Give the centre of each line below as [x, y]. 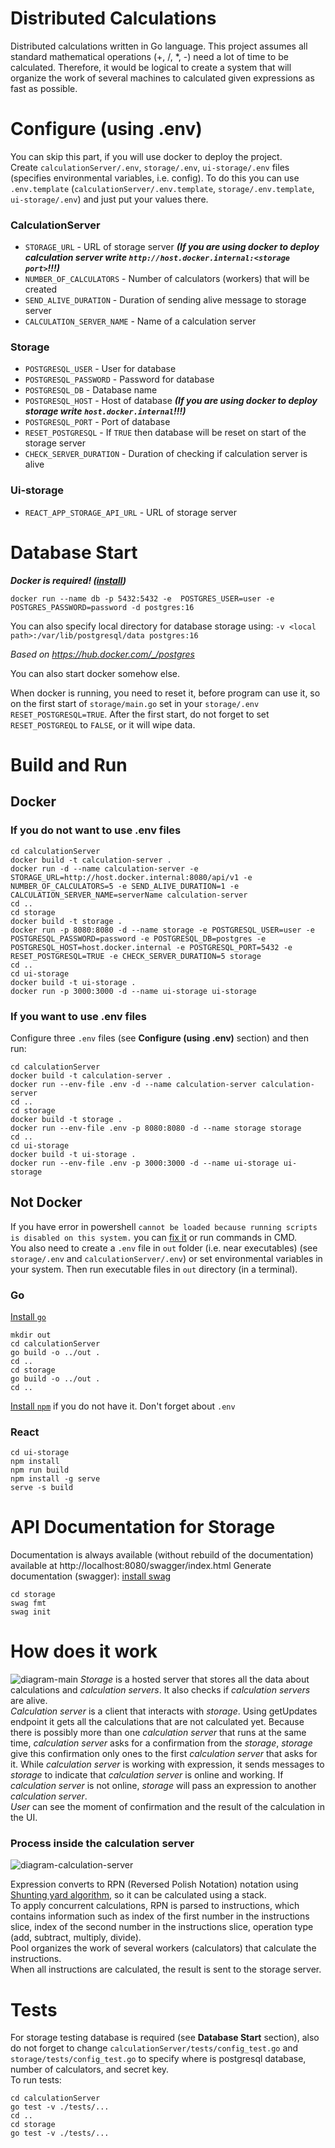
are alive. [29, 1701]
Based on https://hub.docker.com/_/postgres [102, 654]
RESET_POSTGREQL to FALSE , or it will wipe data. [103, 724]
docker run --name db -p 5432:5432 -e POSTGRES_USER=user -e [142, 598]
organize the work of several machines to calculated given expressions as [162, 78]
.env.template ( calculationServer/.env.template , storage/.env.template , [162, 188]
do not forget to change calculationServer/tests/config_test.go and [154, 2048]
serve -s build [42, 1488]
